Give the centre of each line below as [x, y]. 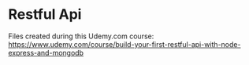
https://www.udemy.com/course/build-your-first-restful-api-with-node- [124, 44]
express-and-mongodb [46, 52]
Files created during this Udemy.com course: [81, 36]
